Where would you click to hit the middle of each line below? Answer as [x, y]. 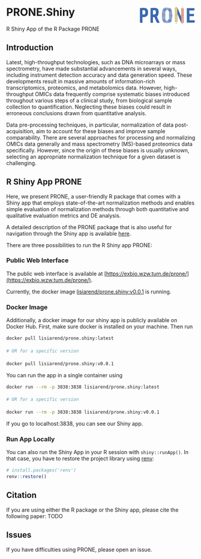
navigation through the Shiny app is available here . [69, 233]
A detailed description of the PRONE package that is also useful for [89, 227]
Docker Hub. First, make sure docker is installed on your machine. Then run [100, 327]
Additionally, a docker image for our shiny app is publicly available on [92, 320]
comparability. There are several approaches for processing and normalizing [101, 137]
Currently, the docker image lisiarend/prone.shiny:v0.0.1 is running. [89, 291]
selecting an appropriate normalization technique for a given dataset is [94, 157]
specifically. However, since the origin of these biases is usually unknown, [98, 150]
